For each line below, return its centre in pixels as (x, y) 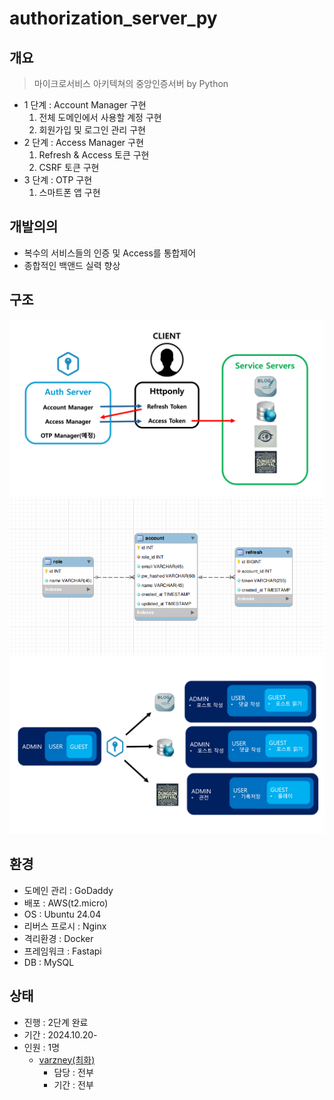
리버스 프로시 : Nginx (65, 926)
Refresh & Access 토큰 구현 (94, 155)
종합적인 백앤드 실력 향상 (72, 265)
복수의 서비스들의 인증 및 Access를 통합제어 (110, 253)
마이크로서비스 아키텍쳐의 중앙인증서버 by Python (131, 83)
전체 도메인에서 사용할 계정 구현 (100, 117)
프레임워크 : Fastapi (62, 951)
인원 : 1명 (42, 1047)
